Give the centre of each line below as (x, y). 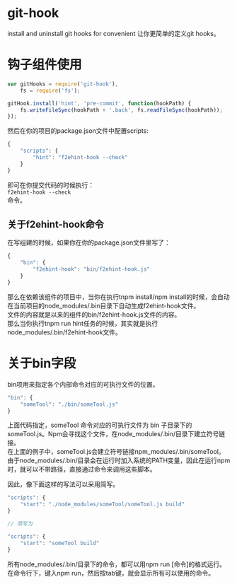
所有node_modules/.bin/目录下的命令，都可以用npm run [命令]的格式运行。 (117, 564)
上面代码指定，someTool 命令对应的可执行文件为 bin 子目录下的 (100, 425)
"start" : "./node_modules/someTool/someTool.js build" (103, 504)
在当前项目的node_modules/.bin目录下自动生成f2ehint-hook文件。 (104, 305)
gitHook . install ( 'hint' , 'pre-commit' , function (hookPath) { (99, 103)
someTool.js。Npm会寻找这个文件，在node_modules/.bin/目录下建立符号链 (116, 434)
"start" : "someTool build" (60, 543)
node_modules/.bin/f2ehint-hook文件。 (64, 332)
